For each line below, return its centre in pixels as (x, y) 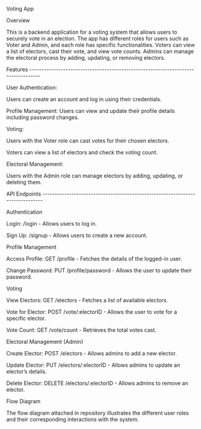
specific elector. (26, 318)
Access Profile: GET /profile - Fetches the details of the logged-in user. (94, 259)
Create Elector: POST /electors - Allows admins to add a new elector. (92, 353)
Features (17, 69)
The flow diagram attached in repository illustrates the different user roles (98, 413)
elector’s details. (26, 371)
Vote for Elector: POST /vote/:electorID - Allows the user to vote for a (92, 312)
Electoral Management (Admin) (45, 342)
